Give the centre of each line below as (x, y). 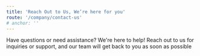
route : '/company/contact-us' (44, 17)
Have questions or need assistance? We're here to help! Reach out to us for (100, 40)
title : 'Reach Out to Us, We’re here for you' (66, 12)
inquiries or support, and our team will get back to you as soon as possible (99, 46)
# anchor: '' (23, 23)
